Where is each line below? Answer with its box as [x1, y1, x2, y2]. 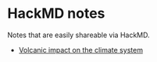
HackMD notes [7, 5, 105, 22]
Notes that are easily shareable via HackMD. [7, 30, 150, 40]
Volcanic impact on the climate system [18, 45, 144, 54]
